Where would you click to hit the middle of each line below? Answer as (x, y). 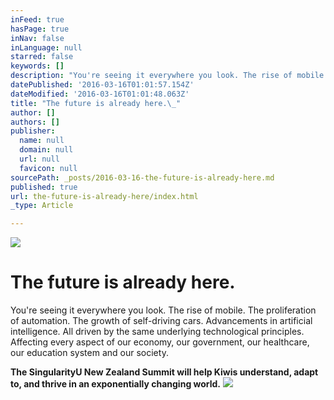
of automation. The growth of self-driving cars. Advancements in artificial (161, 321)
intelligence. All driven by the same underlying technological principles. (157, 332)
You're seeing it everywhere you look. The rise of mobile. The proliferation (163, 310)
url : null (39, 159)
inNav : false (37, 38)
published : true (44, 187)
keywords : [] (37, 66)
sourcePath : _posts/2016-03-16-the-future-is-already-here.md (142, 177)
